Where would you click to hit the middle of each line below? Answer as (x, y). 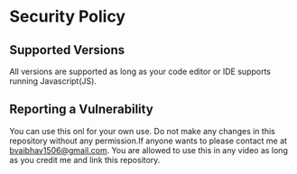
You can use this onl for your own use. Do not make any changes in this (142, 131)
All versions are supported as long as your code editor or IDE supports (140, 71)
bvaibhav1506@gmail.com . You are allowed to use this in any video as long (149, 150)
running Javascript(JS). (53, 81)
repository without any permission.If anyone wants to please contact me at (148, 141)
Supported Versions (67, 50)
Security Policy (68, 17)
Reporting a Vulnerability (81, 110)
